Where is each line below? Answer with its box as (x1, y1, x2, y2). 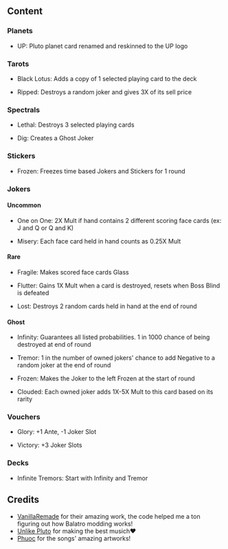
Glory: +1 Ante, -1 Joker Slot (16, 428, 97, 436)
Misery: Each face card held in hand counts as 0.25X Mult (16, 237, 181, 245)
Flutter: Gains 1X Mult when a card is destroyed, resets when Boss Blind (16, 281, 220, 290)
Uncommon (7, 201, 41, 209)
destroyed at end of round (16, 341, 91, 349)
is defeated (16, 288, 49, 297)
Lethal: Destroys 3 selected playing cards (16, 120, 135, 129)
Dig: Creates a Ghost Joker (16, 134, 94, 142)
